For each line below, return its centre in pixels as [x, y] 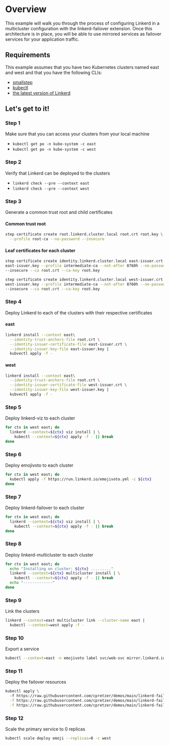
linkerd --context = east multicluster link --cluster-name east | [75, 620]
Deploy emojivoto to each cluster [39, 465]
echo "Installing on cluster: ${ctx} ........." [62, 569]
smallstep [22, 82]
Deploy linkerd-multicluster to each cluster [49, 555]
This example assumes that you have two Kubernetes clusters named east [82, 67]
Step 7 [13, 496]
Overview [26, 9]
